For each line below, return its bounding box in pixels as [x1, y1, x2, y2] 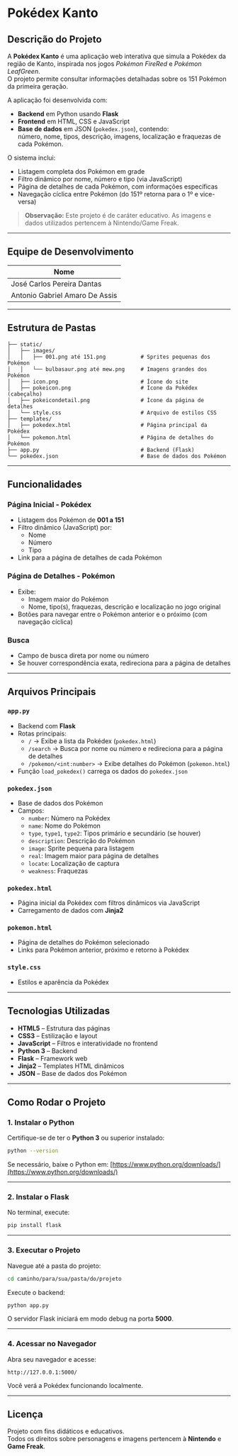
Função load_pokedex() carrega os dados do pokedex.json [17, 767, 188, 775]
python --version [7, 1147, 59, 1155]
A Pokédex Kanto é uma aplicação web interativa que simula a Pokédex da [7, 52, 227, 60]
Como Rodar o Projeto [7, 1096, 106, 1108]
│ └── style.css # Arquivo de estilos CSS [7, 409, 217, 416]
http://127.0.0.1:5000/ [7, 1369, 78, 1376]
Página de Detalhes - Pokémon [7, 571, 115, 581]
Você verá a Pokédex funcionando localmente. [7, 1381, 144, 1389]
